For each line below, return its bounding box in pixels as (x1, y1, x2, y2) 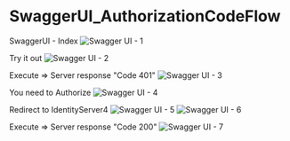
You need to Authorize (9, 87, 92, 98)
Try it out (9, 52, 43, 63)
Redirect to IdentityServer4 (9, 104, 109, 114)
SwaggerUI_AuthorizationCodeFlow (9, 6, 281, 27)
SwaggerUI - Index (9, 35, 78, 46)
